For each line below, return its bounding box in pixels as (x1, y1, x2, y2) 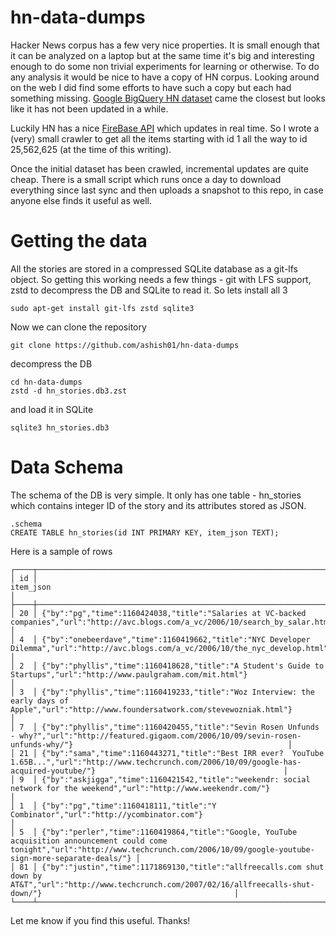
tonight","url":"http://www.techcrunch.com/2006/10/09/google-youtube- (10, 844, 315, 855)
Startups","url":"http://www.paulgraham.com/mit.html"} (10, 669, 248, 680)
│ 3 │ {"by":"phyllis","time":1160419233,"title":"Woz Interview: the (10, 687, 315, 697)
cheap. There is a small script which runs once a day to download (10, 173, 282, 185)
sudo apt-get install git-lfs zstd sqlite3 (10, 303, 195, 313)
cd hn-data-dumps (10, 377, 83, 387)
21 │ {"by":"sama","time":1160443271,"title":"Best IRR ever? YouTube (19, 748, 325, 758)
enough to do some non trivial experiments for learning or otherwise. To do (10, 60, 320, 72)
